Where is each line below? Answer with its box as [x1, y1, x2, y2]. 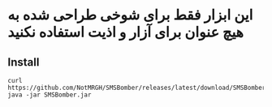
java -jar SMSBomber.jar [7, 91, 92, 99]
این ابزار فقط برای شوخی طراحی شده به [7, 6, 253, 24]
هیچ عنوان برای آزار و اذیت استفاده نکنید [7, 23, 244, 41]
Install [7, 55, 40, 69]
